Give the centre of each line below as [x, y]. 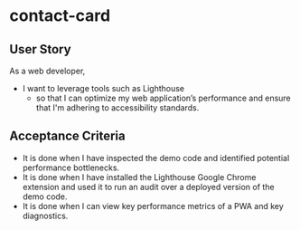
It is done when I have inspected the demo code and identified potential [156, 158]
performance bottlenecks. [71, 168]
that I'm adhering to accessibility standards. [117, 108]
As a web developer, [47, 71]
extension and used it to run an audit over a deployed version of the [148, 187]
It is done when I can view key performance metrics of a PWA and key [153, 206]
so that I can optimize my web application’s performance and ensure [163, 98]
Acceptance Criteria [67, 136]
